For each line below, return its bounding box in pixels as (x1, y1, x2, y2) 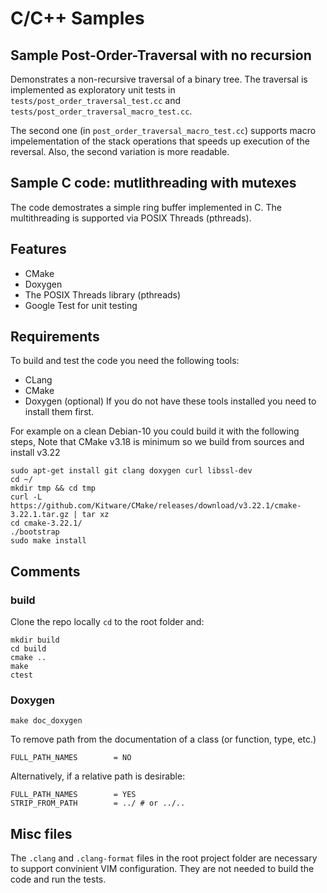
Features (10, 241, 67, 258)
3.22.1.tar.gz (10, 510, 70, 520)
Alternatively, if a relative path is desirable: (10, 770, 186, 782)
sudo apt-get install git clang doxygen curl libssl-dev (10, 466, 253, 476)
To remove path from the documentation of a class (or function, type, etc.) (10, 733, 317, 746)
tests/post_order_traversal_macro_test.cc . (10, 105, 193, 117)
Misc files (10, 825, 73, 842)
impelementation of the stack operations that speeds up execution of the (10, 135, 310, 147)
